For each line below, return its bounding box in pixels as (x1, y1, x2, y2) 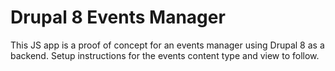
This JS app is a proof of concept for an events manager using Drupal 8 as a (10, 39, 325, 51)
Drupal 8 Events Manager (10, 6, 226, 29)
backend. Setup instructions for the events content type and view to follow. (10, 49, 320, 61)
